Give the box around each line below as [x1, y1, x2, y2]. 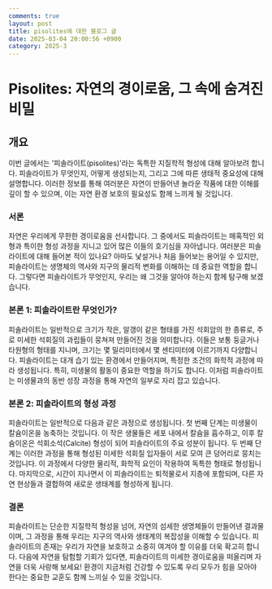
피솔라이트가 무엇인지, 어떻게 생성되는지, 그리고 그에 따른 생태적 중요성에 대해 [19, 169, 264, 178]
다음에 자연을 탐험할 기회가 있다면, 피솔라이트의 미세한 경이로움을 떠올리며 [19, 552, 253, 562]
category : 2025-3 [8, 42, 67, 51]
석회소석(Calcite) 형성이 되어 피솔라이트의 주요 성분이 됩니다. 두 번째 [36, 438, 253, 448]
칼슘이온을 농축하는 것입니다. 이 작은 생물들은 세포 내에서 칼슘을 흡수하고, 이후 [8, 429, 256, 438]
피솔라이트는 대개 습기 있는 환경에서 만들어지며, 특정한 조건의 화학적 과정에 [19, 355, 256, 365]
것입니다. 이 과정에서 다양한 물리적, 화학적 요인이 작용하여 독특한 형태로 [8, 459, 234, 468]
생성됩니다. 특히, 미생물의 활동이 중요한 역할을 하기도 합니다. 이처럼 [16, 365, 229, 375]
